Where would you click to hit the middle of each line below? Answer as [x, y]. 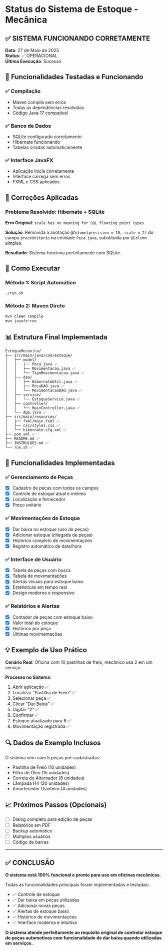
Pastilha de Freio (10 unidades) [44, 767]
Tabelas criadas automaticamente [47, 147]
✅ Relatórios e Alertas [32, 606]
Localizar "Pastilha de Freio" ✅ [44, 692]
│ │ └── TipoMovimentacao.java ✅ [45, 373]
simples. [14, 243]
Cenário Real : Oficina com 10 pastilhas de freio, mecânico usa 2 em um [79, 662]
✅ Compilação [23, 91]
